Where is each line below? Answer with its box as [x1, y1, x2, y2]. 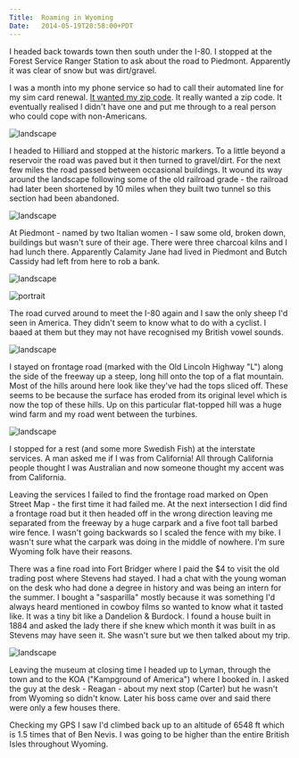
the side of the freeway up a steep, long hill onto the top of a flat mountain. [9, 371, 284, 381]
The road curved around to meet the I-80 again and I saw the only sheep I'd [9, 307, 288, 318]
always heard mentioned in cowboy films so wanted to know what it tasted [9, 601, 284, 612]
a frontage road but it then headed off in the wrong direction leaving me [9, 508, 273, 519]
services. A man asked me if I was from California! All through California [9, 453, 274, 463]
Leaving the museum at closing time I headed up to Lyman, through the [9, 664, 271, 675]
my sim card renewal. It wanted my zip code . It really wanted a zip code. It [9, 91, 283, 103]
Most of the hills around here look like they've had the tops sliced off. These [9, 380, 288, 391]
